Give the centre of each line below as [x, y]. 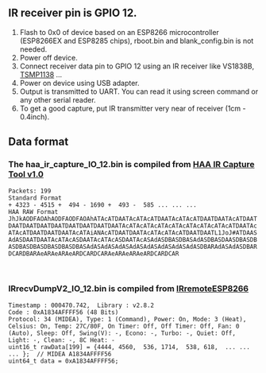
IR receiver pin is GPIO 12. [73, 13]
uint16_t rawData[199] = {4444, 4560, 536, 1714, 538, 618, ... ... [129, 347]
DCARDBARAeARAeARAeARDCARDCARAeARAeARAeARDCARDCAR [94, 254]
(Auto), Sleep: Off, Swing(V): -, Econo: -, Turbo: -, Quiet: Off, [122, 333]
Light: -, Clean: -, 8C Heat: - [62, 340]
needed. [33, 49]
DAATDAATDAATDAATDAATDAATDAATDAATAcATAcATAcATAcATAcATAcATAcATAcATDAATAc [133, 226]
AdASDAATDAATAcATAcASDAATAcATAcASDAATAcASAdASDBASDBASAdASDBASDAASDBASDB [133, 239]
